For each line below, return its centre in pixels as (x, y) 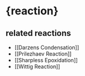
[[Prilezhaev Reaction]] (43, 54)
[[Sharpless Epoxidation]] (46, 60)
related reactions (39, 33)
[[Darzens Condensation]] (47, 47)
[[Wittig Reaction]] (37, 66)
